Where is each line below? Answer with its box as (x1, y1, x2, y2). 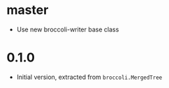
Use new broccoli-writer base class (16, 25, 119, 34)
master (6, 2, 49, 18)
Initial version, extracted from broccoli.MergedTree (16, 73, 163, 81)
